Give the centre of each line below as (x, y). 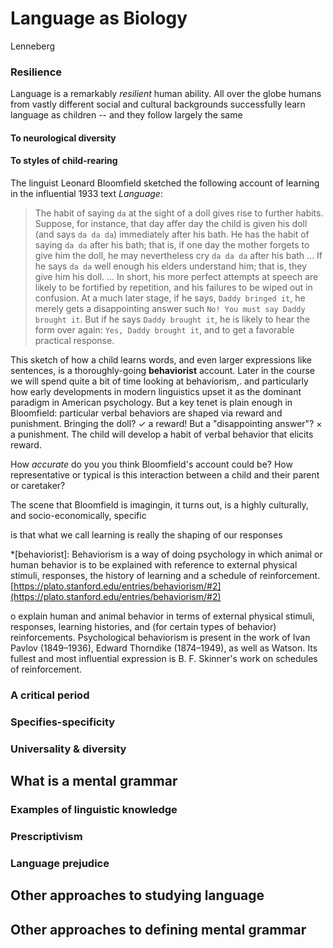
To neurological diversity (63, 138)
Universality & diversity (68, 749)
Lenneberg (33, 46)
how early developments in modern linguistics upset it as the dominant (156, 392)
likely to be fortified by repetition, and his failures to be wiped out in (173, 288)
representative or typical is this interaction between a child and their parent (165, 475)
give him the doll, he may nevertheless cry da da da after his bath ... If (178, 256)
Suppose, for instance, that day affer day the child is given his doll (171, 224)
